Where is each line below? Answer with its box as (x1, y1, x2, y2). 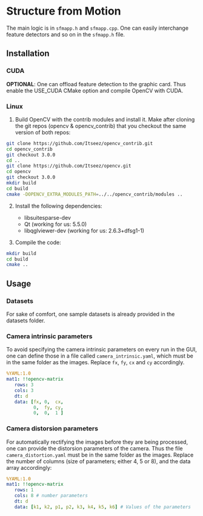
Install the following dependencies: (15, 202, 102, 209)
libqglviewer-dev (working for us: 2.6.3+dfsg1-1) (24, 226, 144, 234)
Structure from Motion (6, 4, 121, 18)
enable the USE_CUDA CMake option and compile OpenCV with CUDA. (6, 87, 184, 94)
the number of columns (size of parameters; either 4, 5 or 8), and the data (6, 457, 191, 465)
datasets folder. (6, 317, 45, 324)
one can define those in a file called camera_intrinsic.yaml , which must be (6, 352, 194, 359)
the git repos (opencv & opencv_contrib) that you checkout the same (15, 122, 187, 129)
